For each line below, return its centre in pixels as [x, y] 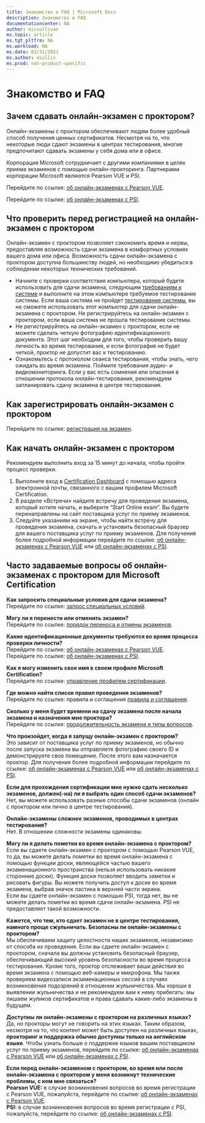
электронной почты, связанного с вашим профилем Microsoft [96, 488]
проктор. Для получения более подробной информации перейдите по [99, 762]
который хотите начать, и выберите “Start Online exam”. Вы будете [102, 507]
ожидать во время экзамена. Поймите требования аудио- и [94, 366]
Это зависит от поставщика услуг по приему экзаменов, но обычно [95, 742]
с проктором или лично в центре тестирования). [70, 807]
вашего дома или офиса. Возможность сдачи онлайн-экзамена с [92, 256]
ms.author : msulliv [31, 58]
